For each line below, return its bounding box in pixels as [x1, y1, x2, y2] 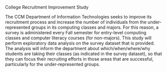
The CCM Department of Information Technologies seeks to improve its [5, 14, 152, 19]
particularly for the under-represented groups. [5, 62, 101, 67]
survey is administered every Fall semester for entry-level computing [5, 30, 147, 35]
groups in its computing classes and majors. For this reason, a [31, 24, 159, 30]
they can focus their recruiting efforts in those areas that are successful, [5, 56, 154, 62]
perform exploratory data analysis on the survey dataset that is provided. [5, 40, 155, 46]
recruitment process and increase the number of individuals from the [5, 19, 147, 25]
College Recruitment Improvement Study [5, 4, 89, 10]
